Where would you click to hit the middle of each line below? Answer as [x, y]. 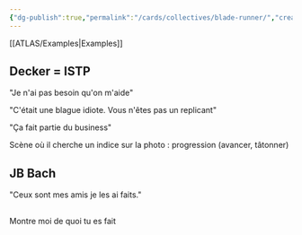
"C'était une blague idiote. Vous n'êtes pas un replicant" [113, 110]
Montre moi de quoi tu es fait [63, 221]
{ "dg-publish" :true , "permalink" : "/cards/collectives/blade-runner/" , [142, 17]
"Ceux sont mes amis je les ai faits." [75, 195]
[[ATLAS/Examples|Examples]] [66, 43]
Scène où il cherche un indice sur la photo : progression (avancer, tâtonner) [149, 145]
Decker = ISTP [50, 71]
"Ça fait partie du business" [61, 127]
